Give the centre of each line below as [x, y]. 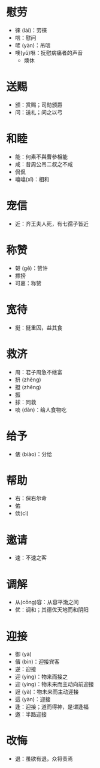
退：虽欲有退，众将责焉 [44, 759]
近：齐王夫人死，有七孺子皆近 [51, 223]
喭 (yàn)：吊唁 [33, 45]
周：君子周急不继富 [39, 372]
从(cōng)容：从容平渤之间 [47, 602]
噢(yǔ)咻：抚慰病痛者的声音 [49, 52]
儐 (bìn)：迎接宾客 [37, 662]
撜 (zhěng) [28, 387]
